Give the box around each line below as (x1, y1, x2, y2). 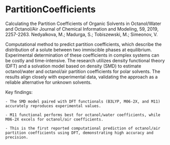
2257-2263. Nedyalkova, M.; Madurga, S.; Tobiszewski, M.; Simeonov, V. (5, 31, 158, 37)
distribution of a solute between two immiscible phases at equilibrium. (5, 46, 152, 53)
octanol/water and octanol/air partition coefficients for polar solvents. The (5, 68, 160, 75)
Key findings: (5, 89, 33, 95)
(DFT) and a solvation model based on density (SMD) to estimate (5, 63, 141, 69)
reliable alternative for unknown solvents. (5, 79, 92, 85)
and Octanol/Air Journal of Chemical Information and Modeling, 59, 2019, (5, 26, 159, 32)
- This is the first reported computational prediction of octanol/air (5, 126, 160, 131)
